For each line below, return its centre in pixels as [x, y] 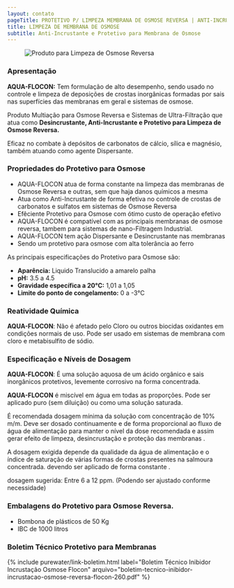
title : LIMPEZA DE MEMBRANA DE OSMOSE [63, 27]
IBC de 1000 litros [42, 529]
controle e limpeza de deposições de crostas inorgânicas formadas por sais [116, 94]
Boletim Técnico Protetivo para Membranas [82, 547]
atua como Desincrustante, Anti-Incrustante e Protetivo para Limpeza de [114, 122]
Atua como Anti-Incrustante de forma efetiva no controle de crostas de [119, 199]
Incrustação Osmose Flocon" [49, 570]
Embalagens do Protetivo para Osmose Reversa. [91, 506]
